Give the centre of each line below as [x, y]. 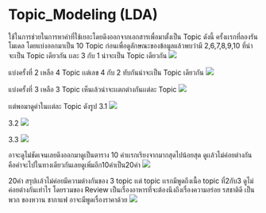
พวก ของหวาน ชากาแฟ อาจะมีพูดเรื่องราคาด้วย [68, 199]
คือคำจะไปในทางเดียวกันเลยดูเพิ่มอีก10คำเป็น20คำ [74, 165]
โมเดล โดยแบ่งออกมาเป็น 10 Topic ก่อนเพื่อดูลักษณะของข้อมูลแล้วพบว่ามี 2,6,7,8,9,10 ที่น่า [131, 45]
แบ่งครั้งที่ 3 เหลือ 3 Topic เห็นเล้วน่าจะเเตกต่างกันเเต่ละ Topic [93, 89]
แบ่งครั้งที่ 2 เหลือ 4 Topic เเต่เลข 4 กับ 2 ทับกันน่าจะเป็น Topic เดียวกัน [106, 72]
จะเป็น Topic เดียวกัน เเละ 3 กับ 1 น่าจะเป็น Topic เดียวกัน [88, 55]
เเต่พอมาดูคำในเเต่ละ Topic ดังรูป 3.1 [58, 106]
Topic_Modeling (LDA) [83, 15]
